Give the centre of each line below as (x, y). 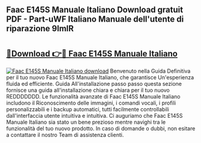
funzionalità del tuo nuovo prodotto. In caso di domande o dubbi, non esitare (101, 128)
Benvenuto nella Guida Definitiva (150, 71)
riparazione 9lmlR (40, 29)
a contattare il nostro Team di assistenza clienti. (65, 135)
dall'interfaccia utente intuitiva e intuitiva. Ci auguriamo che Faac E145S (94, 116)
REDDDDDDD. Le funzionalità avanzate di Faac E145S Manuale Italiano (93, 96)
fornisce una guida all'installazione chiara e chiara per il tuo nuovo (88, 90)
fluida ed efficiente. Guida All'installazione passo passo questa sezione (94, 84)
